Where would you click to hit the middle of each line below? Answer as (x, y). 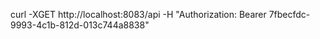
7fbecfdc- (289, 14)
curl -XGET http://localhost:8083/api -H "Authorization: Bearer (138, 14)
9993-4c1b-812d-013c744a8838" (80, 25)
